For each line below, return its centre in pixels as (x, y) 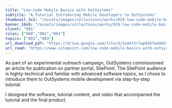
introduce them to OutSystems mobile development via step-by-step (78, 79)
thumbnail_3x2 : (21, 19)
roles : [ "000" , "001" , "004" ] (35, 34)
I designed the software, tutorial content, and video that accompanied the (83, 94)
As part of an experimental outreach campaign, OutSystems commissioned (84, 62)
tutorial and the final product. (36, 100)
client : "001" (20, 29)
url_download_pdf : (25, 44)
